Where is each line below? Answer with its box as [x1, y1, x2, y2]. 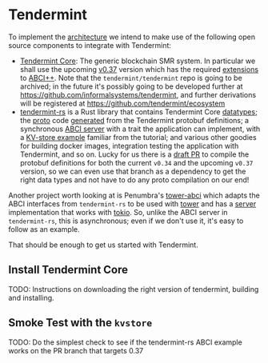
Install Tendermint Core [8, 263, 129, 277]
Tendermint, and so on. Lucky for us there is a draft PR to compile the [19, 150, 250, 159]
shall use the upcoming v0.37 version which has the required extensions [19, 64, 258, 74]
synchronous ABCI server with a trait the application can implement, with [19, 124, 261, 134]
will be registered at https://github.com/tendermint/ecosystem [19, 98, 226, 108]
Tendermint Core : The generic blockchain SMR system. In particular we [19, 56, 256, 66]
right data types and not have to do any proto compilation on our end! [19, 174, 250, 185]
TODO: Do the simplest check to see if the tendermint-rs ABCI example [8, 337, 242, 347]
